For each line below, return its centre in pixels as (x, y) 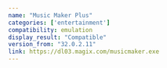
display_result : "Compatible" (58, 37)
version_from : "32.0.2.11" (52, 45)
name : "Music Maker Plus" (50, 15)
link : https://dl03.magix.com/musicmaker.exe (83, 52)
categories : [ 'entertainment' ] (59, 23)
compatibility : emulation (50, 30)
